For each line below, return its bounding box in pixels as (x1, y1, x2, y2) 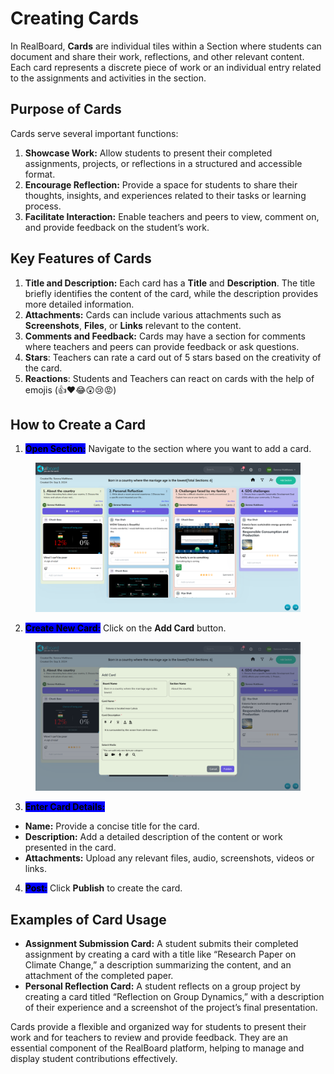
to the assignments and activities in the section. (10, 72, 207, 84)
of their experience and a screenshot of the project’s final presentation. (24, 1002, 318, 1014)
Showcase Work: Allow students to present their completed (24, 147, 273, 159)
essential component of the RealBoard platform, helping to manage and (10, 1042, 305, 1054)
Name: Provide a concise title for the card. (24, 820, 200, 832)
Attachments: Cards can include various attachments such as (24, 308, 282, 321)
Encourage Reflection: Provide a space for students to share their (24, 178, 298, 191)
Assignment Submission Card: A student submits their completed (24, 938, 299, 950)
